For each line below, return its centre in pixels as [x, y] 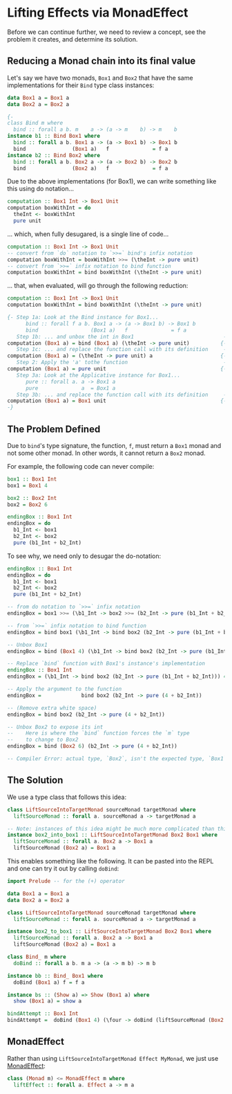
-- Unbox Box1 [28, 645]
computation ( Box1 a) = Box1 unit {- [117, 401]
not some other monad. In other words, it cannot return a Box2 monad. [106, 453]
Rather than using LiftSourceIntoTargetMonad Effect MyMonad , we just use [113, 1058]
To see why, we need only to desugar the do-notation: [84, 556]
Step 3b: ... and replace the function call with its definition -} [123, 395]
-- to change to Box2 [43, 740]
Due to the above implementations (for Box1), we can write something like [112, 181]
